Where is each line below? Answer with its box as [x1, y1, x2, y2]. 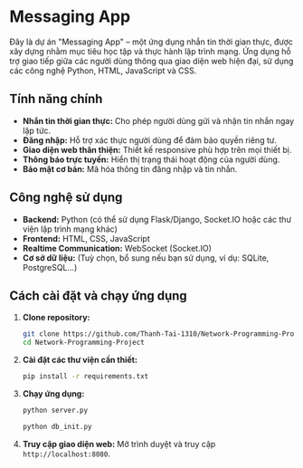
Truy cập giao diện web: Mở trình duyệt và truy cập [22, 438, 216, 449]
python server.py [22, 406, 89, 415]
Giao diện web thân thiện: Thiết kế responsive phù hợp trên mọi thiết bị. [22, 144, 292, 155]
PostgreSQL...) [22, 262, 78, 272]
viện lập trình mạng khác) [22, 224, 118, 234]
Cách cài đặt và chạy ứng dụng [9, 288, 187, 303]
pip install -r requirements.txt [22, 372, 149, 381]
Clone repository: [22, 312, 90, 323]
